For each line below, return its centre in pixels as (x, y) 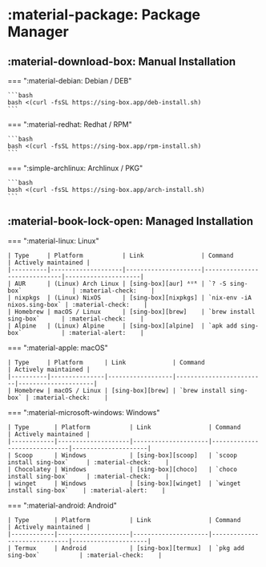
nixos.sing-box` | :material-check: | (78, 304)
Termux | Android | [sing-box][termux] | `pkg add (130, 548)
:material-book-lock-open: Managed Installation (131, 221)
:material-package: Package (104, 15)
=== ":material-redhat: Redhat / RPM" (70, 124)
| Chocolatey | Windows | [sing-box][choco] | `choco (123, 469)
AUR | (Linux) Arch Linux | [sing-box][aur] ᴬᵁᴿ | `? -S (121, 283)
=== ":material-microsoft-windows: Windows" (84, 412)
